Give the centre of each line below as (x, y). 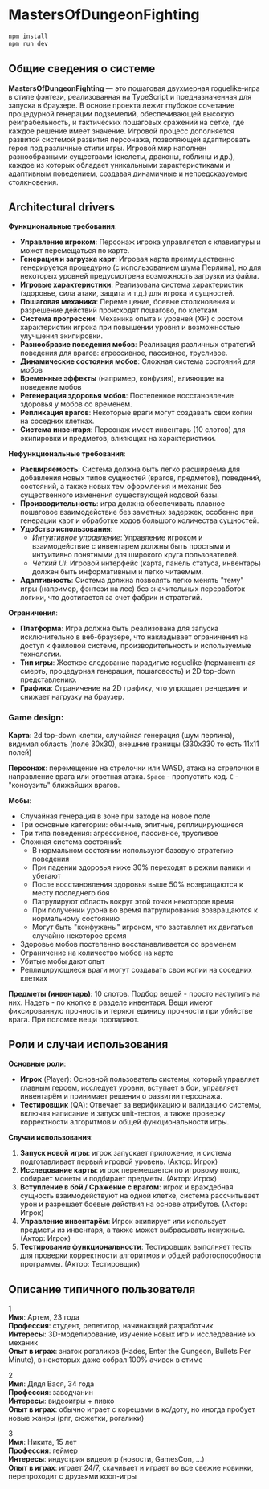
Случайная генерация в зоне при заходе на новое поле (115, 816)
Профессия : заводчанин (51, 1393)
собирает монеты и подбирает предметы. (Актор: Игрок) (118, 1179)
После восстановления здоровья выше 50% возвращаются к (137, 884)
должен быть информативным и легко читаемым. (118, 572)
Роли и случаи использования (88, 1044)
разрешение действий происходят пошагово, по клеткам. (119, 310)
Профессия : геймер (43, 1450)
